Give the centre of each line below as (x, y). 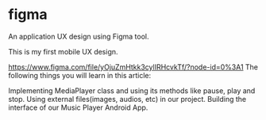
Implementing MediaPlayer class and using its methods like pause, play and (132, 90)
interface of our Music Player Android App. (78, 107)
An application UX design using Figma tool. (79, 36)
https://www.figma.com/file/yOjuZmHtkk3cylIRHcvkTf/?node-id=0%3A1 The (133, 67)
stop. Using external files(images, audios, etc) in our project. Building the (127, 99)
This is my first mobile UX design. (63, 51)
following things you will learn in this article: (80, 75)
